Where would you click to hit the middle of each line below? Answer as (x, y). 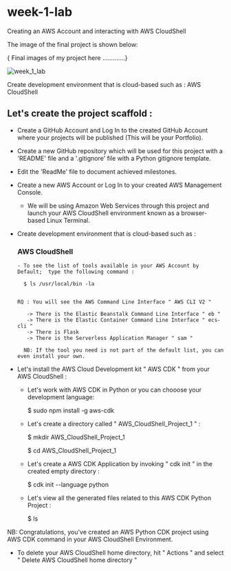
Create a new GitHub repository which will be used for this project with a (120, 151)
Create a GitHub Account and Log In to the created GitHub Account (112, 130)
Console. (30, 192)
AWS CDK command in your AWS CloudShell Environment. (90, 539)
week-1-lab (40, 12)
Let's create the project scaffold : (80, 113)
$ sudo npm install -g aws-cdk (71, 410)
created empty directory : (63, 471)
